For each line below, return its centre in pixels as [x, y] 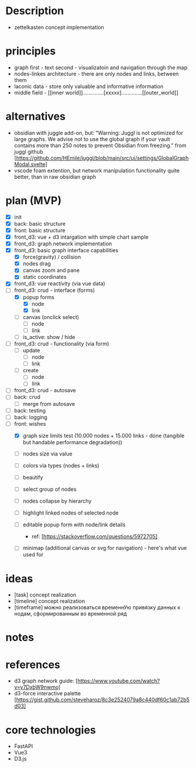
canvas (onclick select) [51, 317]
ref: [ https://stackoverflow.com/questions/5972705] [94, 536]
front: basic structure [40, 230]
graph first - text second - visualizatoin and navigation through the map [101, 67]
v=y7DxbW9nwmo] [37, 687]
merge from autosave [49, 403]
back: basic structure [40, 223]
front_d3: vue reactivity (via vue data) [59, 284]
